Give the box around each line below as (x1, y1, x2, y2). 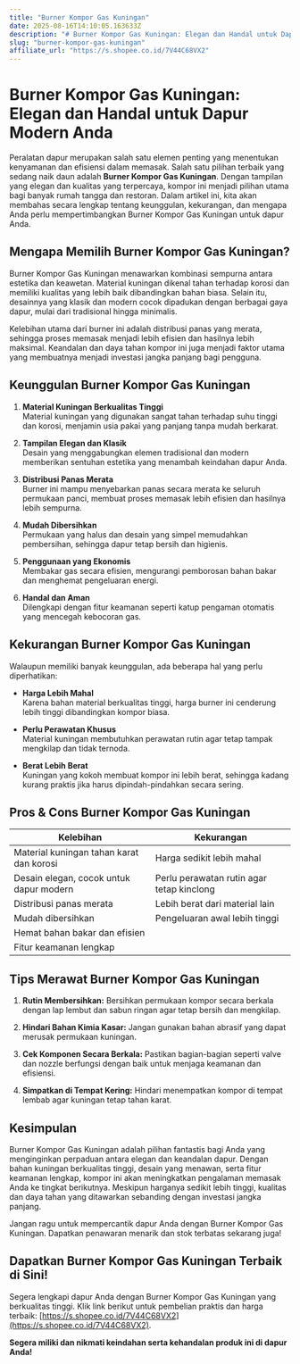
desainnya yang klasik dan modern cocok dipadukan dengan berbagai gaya (9, 296, 288, 307)
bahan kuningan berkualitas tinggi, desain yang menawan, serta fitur (9, 1162, 262, 1174)
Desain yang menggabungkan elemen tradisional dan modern (21, 447, 250, 458)
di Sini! (9, 1268, 49, 1283)
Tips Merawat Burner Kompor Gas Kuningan (9, 971, 261, 986)
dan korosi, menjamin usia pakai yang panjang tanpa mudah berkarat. (21, 420, 279, 431)
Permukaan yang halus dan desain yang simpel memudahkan (21, 528, 248, 540)
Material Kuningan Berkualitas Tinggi (21, 401, 163, 412)
